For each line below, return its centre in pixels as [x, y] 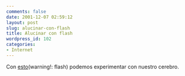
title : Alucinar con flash [39, 34]
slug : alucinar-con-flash [38, 28]
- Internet [20, 50]
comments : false [26, 11]
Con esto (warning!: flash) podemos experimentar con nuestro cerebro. [92, 67]
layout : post [22, 22]
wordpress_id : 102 [29, 39]
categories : [21, 45]
